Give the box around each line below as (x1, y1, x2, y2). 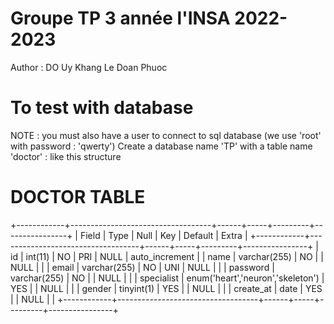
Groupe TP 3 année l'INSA (10, 7, 231, 30)
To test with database (10, 97, 194, 119)
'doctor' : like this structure (10, 150, 122, 162)
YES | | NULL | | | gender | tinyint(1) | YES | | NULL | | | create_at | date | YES (10, 282, 323, 294)
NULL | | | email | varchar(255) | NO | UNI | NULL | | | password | (10, 261, 275, 273)
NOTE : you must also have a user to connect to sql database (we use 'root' (10, 129, 322, 141)
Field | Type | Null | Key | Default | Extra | (79, 229, 248, 241)
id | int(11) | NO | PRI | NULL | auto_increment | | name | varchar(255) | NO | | (10, 250, 324, 262)
